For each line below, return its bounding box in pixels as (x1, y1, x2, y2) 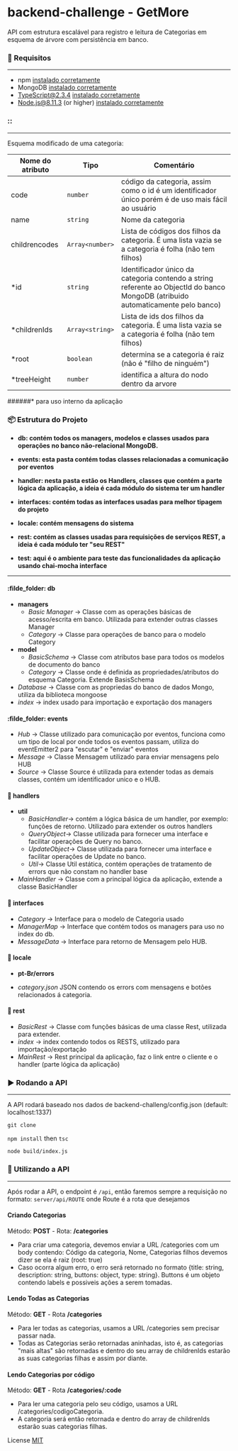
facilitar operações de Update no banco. (28, 852, 147, 861)
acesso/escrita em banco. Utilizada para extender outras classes (28, 615, 218, 624)
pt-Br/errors (17, 969, 55, 977)
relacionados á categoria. (17, 990, 92, 999)
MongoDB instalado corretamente (17, 83, 117, 92)
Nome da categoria (121, 214, 186, 224)
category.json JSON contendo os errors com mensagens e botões (17, 983, 212, 991)
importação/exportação (17, 1045, 87, 1054)
